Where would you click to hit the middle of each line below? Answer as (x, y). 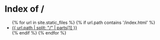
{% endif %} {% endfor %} (39, 33)
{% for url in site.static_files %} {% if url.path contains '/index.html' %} (83, 22)
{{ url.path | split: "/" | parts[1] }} (44, 27)
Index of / (24, 9)
